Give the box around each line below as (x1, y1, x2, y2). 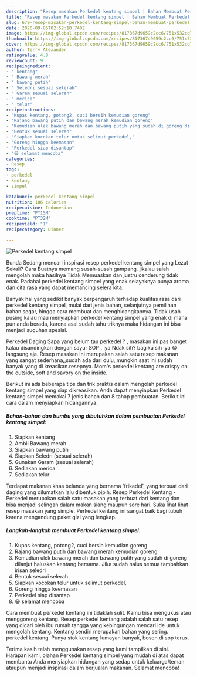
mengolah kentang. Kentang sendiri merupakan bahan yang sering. (6, 628, 169, 635)
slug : (6, 19, 19, 25)
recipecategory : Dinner (6, 226, 64, 232)
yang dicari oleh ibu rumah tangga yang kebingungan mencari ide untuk (6, 621, 180, 628)
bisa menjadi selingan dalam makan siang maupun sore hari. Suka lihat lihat (6, 501, 189, 508)
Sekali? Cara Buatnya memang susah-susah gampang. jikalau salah (6, 265, 169, 272)
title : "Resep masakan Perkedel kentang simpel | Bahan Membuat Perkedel (6, 14, 191, 20)
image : (6, 31, 22, 36)
